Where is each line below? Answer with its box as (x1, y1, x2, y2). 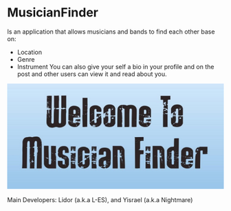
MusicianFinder (7, 5, 98, 21)
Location (16, 48, 43, 56)
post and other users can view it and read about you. (16, 70, 167, 78)
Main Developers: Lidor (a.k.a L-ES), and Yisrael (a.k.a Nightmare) (7, 196, 193, 204)
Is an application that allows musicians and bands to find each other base (7, 27, 215, 36)
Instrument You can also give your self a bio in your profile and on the (16, 62, 214, 71)
